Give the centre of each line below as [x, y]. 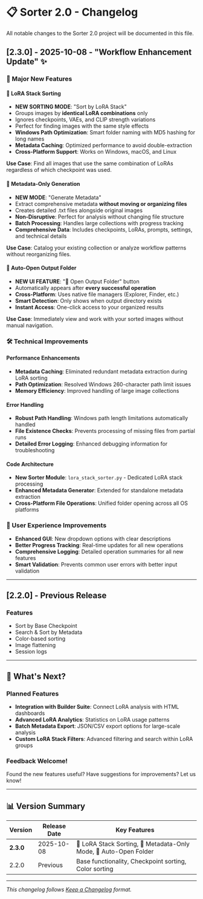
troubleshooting [35, 450]
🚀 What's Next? [36, 676]
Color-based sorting [40, 639]
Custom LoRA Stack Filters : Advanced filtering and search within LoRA [104, 739]
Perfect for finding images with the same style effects [82, 126]
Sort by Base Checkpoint [46, 626]
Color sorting [95, 869]
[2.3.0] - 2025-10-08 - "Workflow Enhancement [99, 52]
